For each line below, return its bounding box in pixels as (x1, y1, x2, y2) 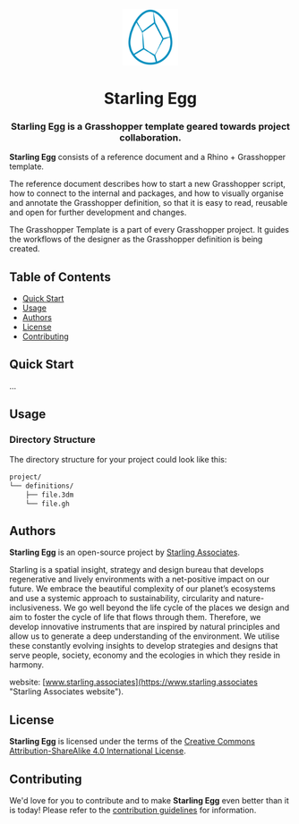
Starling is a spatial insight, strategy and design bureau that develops (9, 565, 264, 575)
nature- (236, 593, 265, 604)
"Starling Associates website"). (9, 686, 124, 697)
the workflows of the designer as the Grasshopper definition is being (9, 234, 263, 245)
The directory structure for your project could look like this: (9, 454, 227, 464)
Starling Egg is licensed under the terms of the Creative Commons (9, 736, 255, 747)
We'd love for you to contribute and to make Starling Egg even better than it (9, 795, 289, 806)
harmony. (9, 659, 45, 670)
